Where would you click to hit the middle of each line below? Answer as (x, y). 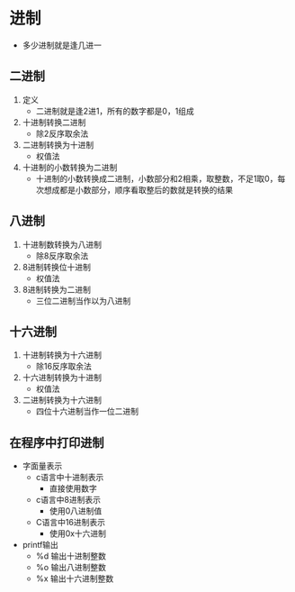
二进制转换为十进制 (58, 144)
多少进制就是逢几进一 (62, 45)
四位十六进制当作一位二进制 (87, 412)
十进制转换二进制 (54, 122)
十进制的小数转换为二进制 (70, 167)
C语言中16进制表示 (71, 523)
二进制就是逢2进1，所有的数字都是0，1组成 (115, 111)
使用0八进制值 (76, 511)
